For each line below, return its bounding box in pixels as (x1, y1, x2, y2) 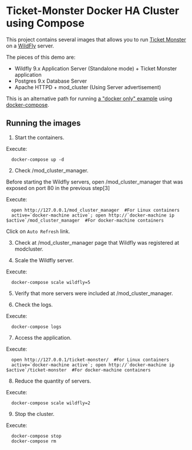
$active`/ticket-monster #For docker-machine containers (6, 367, 151, 373)
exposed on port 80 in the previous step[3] (6, 184, 110, 191)
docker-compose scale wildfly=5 (11, 279, 91, 285)
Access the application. (14, 334, 72, 341)
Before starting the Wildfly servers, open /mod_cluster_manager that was (6, 178, 183, 185)
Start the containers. (14, 134, 65, 141)
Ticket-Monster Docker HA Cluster (6, 4, 180, 18)
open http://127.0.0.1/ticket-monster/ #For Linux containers (11, 357, 169, 363)
